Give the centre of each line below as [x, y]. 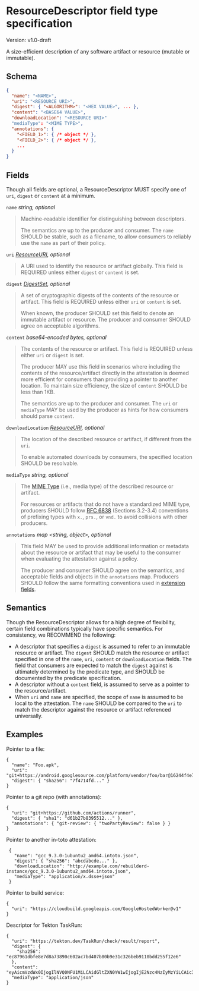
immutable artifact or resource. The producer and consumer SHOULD [106, 319]
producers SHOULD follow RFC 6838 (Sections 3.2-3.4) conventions [104, 510]
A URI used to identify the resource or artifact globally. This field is [102, 266]
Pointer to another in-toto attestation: [51, 839]
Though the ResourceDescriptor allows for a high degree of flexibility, [91, 622]
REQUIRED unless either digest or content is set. [80, 272]
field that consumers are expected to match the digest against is [94, 665]
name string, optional [31, 207]
